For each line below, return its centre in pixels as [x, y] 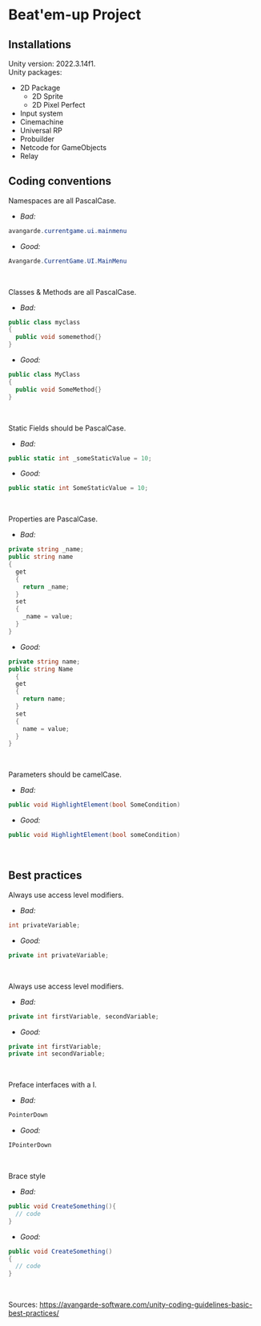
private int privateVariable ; [59, 955]
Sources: [23, 1305]
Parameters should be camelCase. [65, 775]
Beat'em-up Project [75, 15]
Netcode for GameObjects [63, 147]
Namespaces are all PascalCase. [62, 200]
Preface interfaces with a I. [53, 1085]
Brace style [27, 1176]
